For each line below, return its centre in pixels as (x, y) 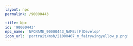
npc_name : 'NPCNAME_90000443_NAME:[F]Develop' (53, 32)
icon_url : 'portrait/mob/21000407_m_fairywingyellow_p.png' (67, 36)
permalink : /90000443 (27, 14)
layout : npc (17, 9)
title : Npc (16, 23)
